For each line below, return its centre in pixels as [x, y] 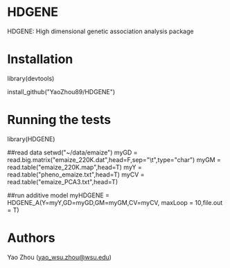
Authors [31, 238]
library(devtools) [31, 78]
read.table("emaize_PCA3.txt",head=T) [63, 181]
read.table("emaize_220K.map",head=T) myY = [74, 167]
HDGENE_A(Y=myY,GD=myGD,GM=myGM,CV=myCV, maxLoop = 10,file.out [115, 202]
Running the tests [59, 120]
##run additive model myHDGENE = [58, 195]
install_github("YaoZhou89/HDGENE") [61, 91]
